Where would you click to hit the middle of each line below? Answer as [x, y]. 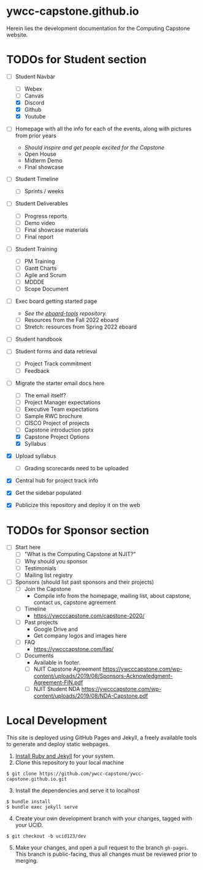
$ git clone [21, 774]
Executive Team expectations [62, 409]
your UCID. [29, 825]
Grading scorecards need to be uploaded [76, 468]
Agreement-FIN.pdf [58, 682]
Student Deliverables [42, 204]
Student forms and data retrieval [56, 351]
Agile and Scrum [45, 275]
